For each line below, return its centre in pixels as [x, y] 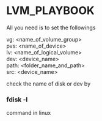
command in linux [29, 113]
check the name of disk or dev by [49, 84]
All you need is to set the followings [51, 28]
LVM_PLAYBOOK [50, 11]
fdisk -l [17, 100]
